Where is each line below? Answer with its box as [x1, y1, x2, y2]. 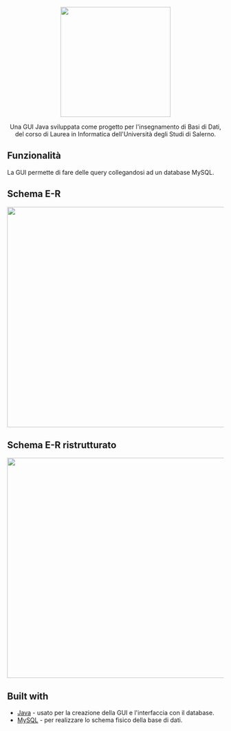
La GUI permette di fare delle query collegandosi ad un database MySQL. [7, 168, 214, 176]
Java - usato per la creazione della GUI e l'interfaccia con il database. [16, 709, 214, 717]
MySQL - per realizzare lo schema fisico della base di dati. [16, 716, 183, 724]
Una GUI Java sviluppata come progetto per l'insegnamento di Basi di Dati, [10, 123, 221, 131]
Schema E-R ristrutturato [7, 439, 117, 451]
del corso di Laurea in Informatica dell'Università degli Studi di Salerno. [14, 130, 217, 138]
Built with [7, 690, 49, 702]
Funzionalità [7, 150, 61, 162]
